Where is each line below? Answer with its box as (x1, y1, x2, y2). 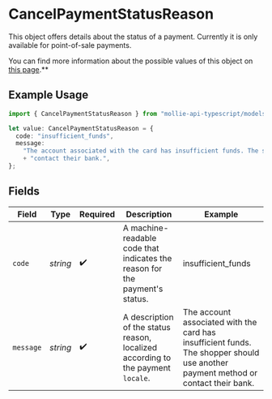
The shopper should (182, 346, 260, 358)
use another (182, 357, 229, 368)
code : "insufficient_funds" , (15, 131, 114, 140)
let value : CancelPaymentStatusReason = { (8, 124, 154, 132)
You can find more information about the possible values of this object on (8, 56, 253, 66)
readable (122, 232, 157, 243)
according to (122, 352, 172, 363)
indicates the (122, 252, 172, 264)
